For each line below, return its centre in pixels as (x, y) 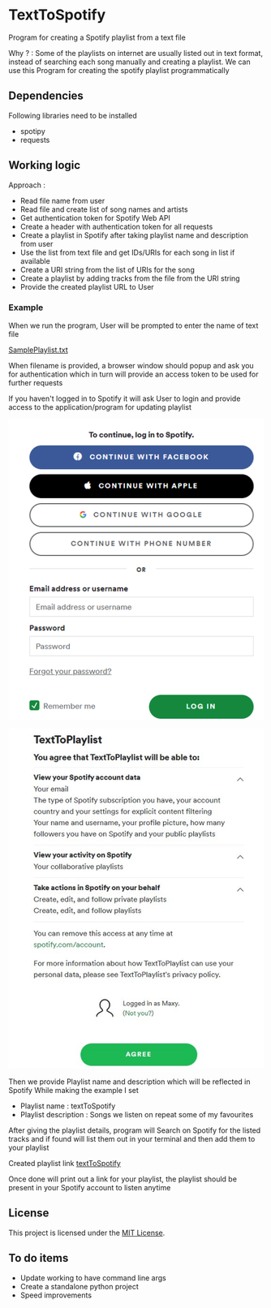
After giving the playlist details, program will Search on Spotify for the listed (135, 1130)
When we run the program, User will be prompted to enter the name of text (133, 325)
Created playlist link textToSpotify (65, 1164)
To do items (39, 1258)
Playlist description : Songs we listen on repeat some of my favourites (137, 1115)
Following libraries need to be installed (73, 115)
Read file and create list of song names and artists (104, 209)
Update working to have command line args (93, 1278)
